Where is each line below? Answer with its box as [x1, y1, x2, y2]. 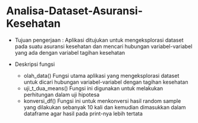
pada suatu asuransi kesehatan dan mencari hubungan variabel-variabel [14, 43, 193, 50]
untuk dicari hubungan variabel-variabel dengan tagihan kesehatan [23, 78, 188, 86]
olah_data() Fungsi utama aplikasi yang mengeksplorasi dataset [23, 72, 180, 79]
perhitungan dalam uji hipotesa [23, 91, 100, 98]
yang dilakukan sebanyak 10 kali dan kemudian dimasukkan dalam [23, 103, 186, 111]
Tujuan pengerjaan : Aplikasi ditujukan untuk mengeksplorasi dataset [14, 36, 184, 43]
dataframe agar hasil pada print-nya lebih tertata [23, 110, 143, 117]
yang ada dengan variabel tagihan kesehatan [14, 49, 125, 56]
